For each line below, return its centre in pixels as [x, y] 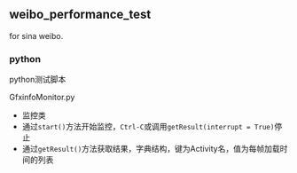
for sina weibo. [36, 35]
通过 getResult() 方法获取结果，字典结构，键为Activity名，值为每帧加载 [151, 149]
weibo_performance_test [80, 15]
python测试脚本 [38, 80]
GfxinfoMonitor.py [42, 98]
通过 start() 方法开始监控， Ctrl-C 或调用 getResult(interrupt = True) [148, 127]
